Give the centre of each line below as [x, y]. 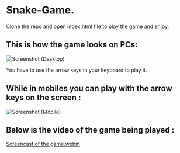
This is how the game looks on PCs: [72, 45]
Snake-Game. [40, 10]
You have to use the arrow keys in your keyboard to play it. [77, 70]
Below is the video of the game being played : [90, 130]
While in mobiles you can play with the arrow [89, 88]
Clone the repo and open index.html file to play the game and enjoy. [88, 26]
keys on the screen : [44, 98]
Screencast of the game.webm [43, 144]
